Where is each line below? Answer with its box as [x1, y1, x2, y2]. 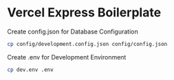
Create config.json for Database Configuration [7, 27, 139, 36]
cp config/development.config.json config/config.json [7, 40, 168, 47]
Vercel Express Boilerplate [7, 5, 162, 21]
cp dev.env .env [7, 66, 54, 73]
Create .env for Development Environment [7, 53, 127, 61]
